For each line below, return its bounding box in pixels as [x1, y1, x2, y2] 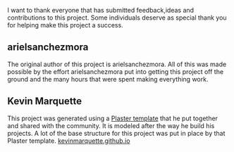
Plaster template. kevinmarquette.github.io [7, 137, 130, 145]
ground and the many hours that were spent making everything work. [7, 75, 209, 83]
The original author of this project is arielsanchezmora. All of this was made [7, 60, 227, 68]
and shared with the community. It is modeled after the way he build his [7, 121, 215, 129]
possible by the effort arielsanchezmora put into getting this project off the [7, 67, 224, 76]
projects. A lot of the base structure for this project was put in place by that [7, 129, 226, 137]
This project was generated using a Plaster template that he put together [7, 114, 218, 122]
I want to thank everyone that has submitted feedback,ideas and [7, 6, 195, 14]
